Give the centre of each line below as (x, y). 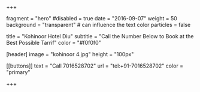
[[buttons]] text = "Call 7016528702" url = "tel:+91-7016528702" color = (95, 66)
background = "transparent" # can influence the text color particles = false (99, 25)
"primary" (18, 72)
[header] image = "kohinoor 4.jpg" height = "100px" (70, 54)
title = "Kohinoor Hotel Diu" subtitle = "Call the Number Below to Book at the (100, 36)
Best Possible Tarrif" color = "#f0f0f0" (54, 43)
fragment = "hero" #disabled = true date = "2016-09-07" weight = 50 (92, 18)
